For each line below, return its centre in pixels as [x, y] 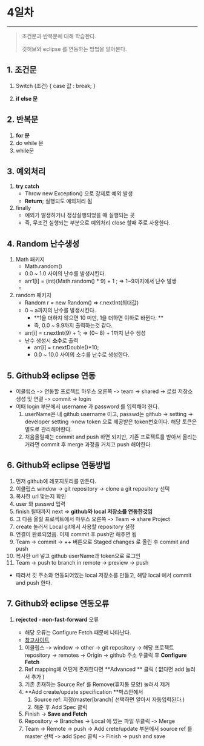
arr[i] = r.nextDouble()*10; [66, 348]
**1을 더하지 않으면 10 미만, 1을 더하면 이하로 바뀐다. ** [99, 318]
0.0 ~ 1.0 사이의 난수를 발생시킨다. [65, 274]
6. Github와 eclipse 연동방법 [59, 465]
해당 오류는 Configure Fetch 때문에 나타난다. [78, 632]
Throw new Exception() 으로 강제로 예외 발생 [79, 193]
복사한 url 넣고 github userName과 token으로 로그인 [78, 556]
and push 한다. [34, 582]
